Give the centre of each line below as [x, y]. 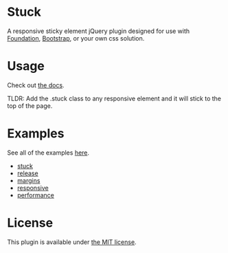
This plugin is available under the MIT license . [72, 242]
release [28, 173]
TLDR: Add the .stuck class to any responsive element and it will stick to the [114, 98]
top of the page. [30, 106]
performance [36, 195]
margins [28, 180]
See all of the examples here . [48, 153]
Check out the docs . [36, 85]
